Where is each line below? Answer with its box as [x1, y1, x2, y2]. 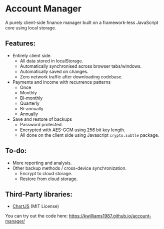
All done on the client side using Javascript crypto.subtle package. [19, 132, 159, 138]
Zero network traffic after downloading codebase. [19, 73, 123, 80]
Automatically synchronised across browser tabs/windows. [19, 63, 142, 69]
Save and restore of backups [12, 116, 72, 122]
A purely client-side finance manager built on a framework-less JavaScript [5, 19, 158, 25]
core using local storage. [5, 24, 56, 30]
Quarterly [19, 100, 40, 106]
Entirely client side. [12, 52, 52, 58]
